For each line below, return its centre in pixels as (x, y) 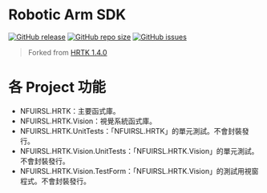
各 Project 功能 (57, 88)
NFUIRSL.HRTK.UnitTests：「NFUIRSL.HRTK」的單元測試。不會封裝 (131, 131)
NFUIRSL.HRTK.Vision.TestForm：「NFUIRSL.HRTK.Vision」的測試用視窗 (139, 171)
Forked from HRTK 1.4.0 (67, 52)
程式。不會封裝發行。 (55, 181)
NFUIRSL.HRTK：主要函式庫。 (70, 111)
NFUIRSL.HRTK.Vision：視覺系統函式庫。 (88, 121)
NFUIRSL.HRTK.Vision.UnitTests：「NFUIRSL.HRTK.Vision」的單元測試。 (139, 151)
